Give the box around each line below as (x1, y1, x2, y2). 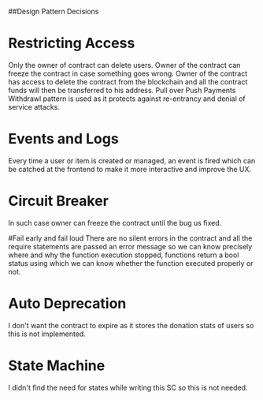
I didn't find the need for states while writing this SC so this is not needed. (8, 383, 248, 392)
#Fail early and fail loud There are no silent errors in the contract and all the (8, 233, 253, 243)
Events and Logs (8, 130, 120, 148)
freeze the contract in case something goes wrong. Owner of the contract (8, 69, 248, 78)
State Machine (8, 357, 106, 374)
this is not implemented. (8, 329, 87, 338)
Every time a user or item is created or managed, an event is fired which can (8, 155, 256, 165)
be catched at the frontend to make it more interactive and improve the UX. (8, 164, 252, 174)
